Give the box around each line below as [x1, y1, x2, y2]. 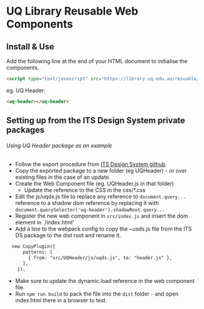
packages [6, 125, 44, 135]
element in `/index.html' [15, 219, 75, 226]
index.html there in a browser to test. [15, 296, 107, 304]
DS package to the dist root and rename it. [15, 232, 121, 239]
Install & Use [6, 41, 55, 52]
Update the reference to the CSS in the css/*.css [24, 187, 146, 194]
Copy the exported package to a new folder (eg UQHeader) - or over [15, 167, 187, 175]
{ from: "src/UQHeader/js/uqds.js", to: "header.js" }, [28, 255, 172, 261]
